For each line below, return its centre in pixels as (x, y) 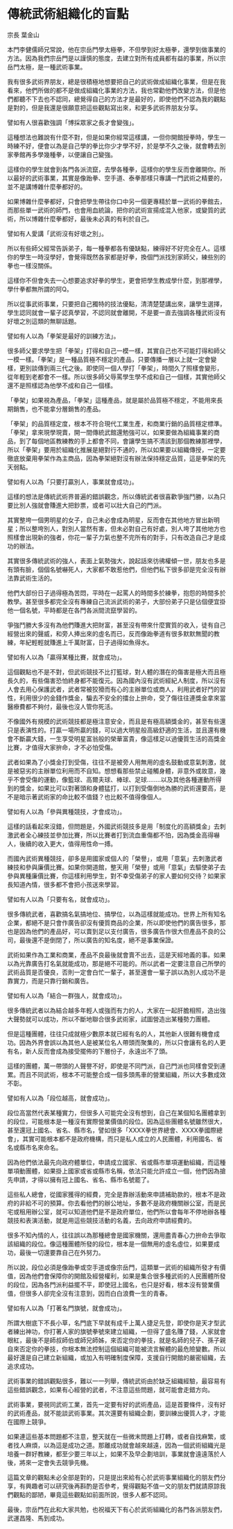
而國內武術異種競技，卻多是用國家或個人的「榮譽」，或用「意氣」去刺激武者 (115, 858)
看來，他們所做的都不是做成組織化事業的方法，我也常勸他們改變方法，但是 (113, 90)
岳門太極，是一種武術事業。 (47, 67)
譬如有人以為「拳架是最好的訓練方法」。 (63, 336)
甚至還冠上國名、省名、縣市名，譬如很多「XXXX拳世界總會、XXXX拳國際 (112, 1130)
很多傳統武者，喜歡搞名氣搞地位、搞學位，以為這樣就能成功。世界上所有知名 (116, 914)
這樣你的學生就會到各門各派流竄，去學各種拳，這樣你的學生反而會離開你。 (113, 169)
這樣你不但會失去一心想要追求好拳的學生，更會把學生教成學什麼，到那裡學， (116, 280)
